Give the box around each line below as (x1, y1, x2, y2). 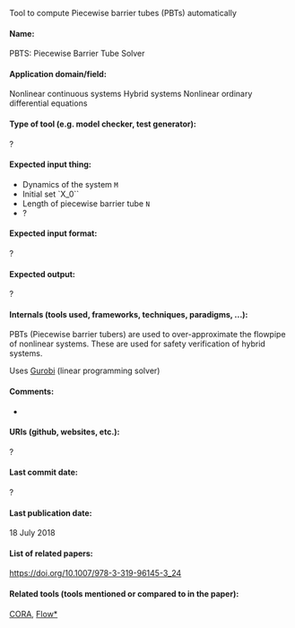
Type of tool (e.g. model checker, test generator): (9, 118, 197, 129)
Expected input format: (9, 228, 98, 239)
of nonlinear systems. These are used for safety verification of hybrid (9, 338, 266, 349)
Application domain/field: (9, 68, 108, 79)
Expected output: (9, 268, 76, 279)
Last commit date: (9, 467, 78, 478)
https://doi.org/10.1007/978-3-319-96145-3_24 (9, 568, 182, 579)
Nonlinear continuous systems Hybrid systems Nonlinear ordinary (9, 89, 253, 100)
